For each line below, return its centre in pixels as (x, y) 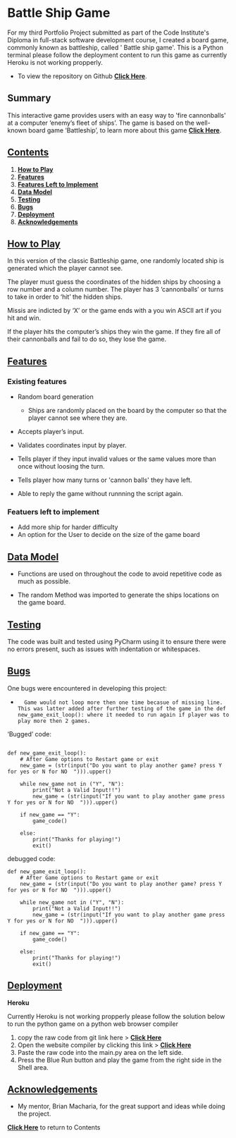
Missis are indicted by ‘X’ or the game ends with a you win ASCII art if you (114, 311)
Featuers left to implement (54, 512)
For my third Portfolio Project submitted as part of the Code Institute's (108, 32)
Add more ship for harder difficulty (68, 527)
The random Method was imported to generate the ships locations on (118, 595)
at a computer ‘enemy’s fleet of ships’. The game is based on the (101, 123)
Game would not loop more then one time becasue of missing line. (124, 703)
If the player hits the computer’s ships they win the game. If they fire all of (114, 332)
